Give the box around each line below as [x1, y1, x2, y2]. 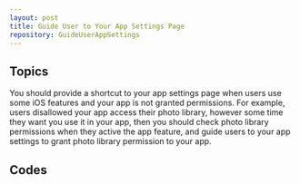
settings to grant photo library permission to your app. [9, 136, 212, 147]
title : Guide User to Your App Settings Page [9, 22, 185, 31]
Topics [9, 63, 49, 79]
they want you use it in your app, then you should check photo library [9, 117, 270, 128]
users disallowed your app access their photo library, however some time [9, 107, 284, 118]
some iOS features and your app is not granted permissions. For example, [9, 97, 285, 109]
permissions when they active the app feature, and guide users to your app [9, 126, 291, 137]
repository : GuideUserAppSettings [9, 30, 141, 39]
